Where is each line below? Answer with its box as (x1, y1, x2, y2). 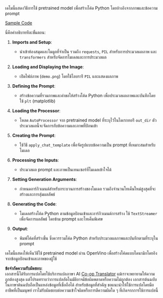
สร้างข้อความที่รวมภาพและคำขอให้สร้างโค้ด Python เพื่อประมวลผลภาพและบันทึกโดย (19, 93, 156, 98)
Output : (12, 226, 28, 232)
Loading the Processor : (12, 108, 61, 114)
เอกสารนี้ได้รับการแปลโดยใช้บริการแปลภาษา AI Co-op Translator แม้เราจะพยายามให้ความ (5, 271, 155, 277)
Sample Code (5, 20, 33, 26)
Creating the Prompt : (12, 133, 56, 138)
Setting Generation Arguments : (12, 177, 77, 182)
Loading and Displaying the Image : (12, 64, 84, 70)
